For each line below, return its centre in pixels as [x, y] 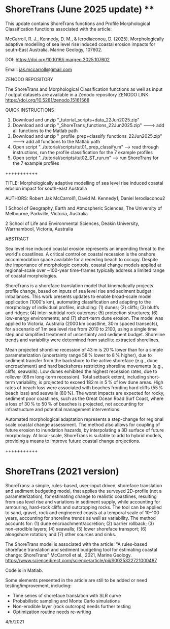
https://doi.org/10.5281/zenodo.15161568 [47, 100]
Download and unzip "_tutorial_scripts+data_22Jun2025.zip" [76, 120]
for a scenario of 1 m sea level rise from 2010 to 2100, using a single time [81, 329]
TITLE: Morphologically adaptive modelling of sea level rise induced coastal [84, 183]
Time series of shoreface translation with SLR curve [67, 595]
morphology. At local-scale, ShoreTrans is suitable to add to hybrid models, [84, 435]
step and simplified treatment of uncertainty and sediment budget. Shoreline [85, 334]
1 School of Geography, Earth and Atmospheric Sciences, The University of [84, 208]
